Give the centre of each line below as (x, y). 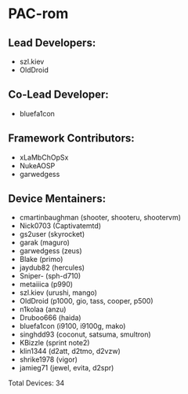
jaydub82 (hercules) (52, 267)
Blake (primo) (41, 260)
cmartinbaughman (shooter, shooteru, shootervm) (100, 218)
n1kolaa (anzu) (43, 309)
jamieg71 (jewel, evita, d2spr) (67, 368)
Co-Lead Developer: (59, 95)
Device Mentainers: (57, 199)
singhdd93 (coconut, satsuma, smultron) (85, 334)
